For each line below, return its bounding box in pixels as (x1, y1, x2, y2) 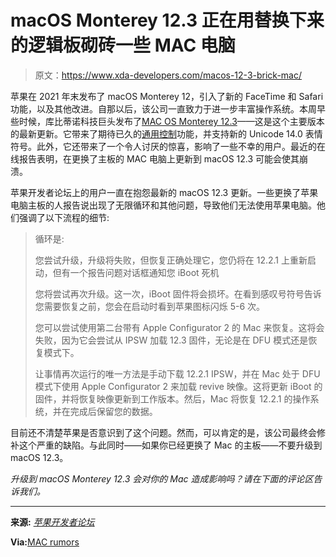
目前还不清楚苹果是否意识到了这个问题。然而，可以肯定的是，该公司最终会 (10, 426, 317, 438)
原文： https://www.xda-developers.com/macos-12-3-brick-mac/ (34, 69, 302, 81)
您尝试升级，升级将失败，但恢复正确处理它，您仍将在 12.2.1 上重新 (34, 254, 308, 266)
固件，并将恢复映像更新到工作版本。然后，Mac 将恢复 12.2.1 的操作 (34, 392, 311, 405)
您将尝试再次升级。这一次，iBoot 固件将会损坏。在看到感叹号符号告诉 (34, 287, 322, 300)
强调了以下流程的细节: (18, 211, 110, 223)
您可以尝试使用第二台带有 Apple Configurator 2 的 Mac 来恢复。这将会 (34, 321, 325, 333)
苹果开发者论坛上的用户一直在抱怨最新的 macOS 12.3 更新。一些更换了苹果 (10, 186, 319, 198)
